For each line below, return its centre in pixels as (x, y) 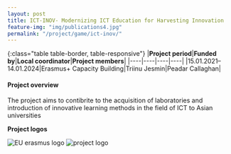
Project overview (33, 85)
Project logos (27, 129)
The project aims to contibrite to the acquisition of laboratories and (105, 100)
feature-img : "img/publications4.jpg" (65, 27)
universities (24, 115)
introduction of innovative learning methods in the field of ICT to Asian (110, 108)
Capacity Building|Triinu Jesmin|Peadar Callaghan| (147, 69)
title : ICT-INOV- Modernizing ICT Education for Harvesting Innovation (116, 20)
